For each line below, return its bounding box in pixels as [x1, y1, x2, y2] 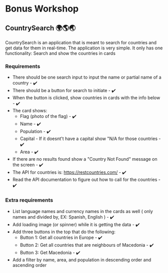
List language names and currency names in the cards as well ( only [12, 208, 153, 214]
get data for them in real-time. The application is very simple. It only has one [5, 45, 163, 51]
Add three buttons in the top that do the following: [12, 229, 116, 235]
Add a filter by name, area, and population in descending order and [12, 256, 151, 262]
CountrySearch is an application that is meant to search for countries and [5, 40, 157, 45]
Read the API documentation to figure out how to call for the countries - [12, 177, 160, 183]
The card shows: [12, 108, 48, 114]
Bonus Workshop [5, 3, 79, 15]
